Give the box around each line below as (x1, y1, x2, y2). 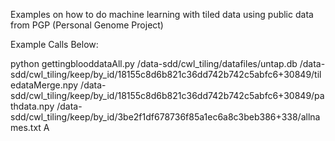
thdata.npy (10, 100, 55, 112)
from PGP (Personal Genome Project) (10, 19, 164, 31)
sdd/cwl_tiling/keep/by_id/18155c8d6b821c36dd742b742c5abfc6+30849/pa (10, 90, 325, 101)
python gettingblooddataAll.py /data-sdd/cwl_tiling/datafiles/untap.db (10, 58, 298, 69)
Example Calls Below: (10, 39, 99, 50)
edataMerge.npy (10, 79, 79, 91)
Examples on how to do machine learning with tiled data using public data (10, 9, 314, 20)
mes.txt (10, 122, 42, 133)
